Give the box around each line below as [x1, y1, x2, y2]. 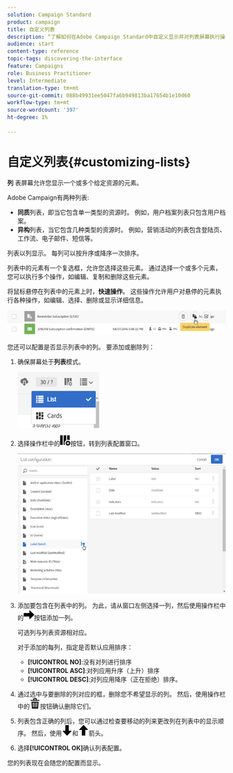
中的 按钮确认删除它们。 [17, 702, 95, 710]
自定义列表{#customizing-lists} [7, 154, 191, 170]
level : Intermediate [7, 77, 67, 84]
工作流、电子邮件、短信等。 [17, 234, 97, 243]
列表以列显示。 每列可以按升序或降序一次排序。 [7, 249, 143, 257]
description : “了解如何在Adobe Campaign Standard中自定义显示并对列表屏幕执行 [7, 33, 221, 40]
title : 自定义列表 [7, 26, 55, 33]
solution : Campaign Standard [7, 11, 92, 18]
